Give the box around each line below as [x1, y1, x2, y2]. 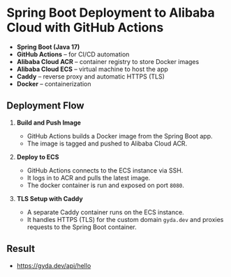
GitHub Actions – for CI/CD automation [16, 50, 130, 58]
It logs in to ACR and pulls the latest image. [27, 173, 151, 182]
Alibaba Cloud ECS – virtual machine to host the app [16, 65, 169, 73]
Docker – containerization [16, 79, 91, 88]
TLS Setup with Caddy [16, 194, 83, 203]
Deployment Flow [6, 100, 84, 112]
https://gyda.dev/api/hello [16, 261, 91, 269]
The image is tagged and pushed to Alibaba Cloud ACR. [27, 139, 188, 148]
